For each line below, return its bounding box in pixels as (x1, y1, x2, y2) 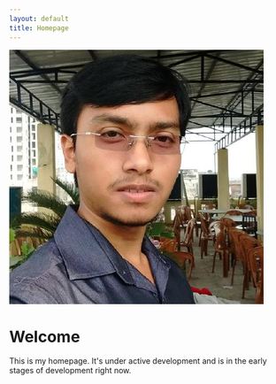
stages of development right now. (9, 365, 132, 376)
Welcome (9, 326, 80, 347)
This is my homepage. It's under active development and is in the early (9, 356, 267, 366)
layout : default (9, 14, 69, 23)
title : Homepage (9, 23, 69, 33)
